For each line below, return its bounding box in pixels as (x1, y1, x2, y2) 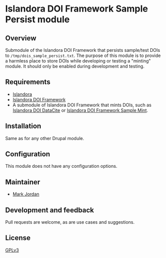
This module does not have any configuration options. (5, 163, 118, 169)
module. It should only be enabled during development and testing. (5, 63, 145, 69)
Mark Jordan (12, 191, 39, 197)
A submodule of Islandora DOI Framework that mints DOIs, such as (12, 102, 152, 108)
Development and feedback (5, 206, 94, 214)
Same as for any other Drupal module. (5, 135, 84, 141)
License (5, 234, 31, 242)
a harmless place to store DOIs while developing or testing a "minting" (5, 58, 151, 63)
